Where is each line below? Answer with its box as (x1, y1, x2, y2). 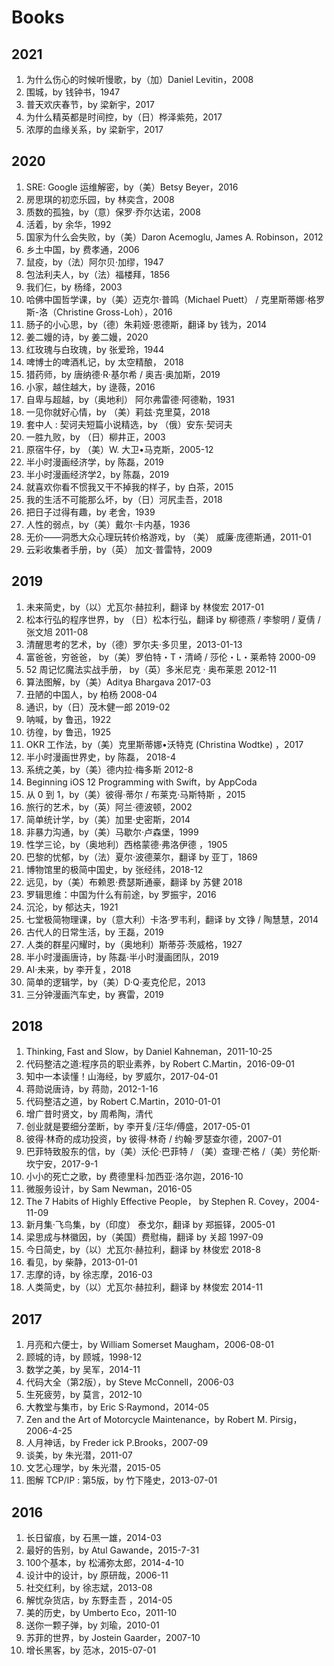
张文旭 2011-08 (25, 626, 89, 638)
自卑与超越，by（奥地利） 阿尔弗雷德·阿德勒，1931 (25, 393, 235, 405)
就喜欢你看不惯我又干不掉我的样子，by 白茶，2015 (25, 481, 234, 493)
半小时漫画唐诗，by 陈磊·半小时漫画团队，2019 (25, 951, 219, 963)
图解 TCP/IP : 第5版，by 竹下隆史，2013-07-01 (25, 1474, 218, 1486)
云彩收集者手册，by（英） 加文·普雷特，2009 (25, 543, 213, 555)
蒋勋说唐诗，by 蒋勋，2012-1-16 (25, 1083, 159, 1095)
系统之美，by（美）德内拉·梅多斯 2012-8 (25, 763, 194, 775)
